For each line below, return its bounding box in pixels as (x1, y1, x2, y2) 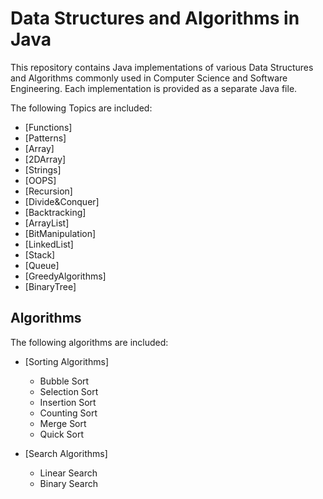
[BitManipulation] (24, 227, 97, 239)
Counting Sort (39, 407, 98, 419)
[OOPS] (24, 174, 57, 186)
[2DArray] (24, 153, 67, 165)
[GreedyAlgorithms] (24, 270, 107, 282)
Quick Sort (39, 428, 85, 440)
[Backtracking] (24, 206, 87, 218)
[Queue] (24, 259, 60, 271)
